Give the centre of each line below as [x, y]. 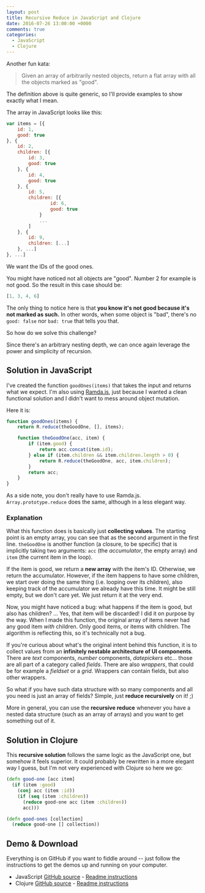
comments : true [26, 29]
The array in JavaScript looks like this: [54, 112]
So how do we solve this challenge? [51, 332]
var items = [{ [26, 123]
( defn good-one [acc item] [41, 780]
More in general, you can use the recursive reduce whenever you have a [99, 708]
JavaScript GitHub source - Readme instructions [76, 877]
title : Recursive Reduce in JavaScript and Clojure [73, 18]
